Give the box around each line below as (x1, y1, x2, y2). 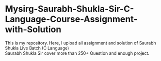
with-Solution (5, 24, 62, 35)
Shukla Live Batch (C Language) (5, 45, 69, 51)
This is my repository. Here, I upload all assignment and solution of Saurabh (5, 40, 156, 46)
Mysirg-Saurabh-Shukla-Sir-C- (5, 3, 134, 15)
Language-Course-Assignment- (5, 14, 138, 25)
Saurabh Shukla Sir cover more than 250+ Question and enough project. (5, 50, 149, 56)
